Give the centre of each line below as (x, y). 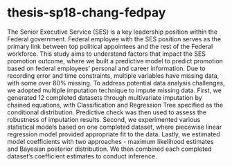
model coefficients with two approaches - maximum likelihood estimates (110, 141)
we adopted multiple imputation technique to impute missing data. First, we (114, 90)
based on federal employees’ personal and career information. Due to (106, 68)
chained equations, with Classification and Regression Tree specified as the (115, 105)
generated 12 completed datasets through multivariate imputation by (105, 97)
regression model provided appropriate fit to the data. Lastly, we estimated (114, 134)
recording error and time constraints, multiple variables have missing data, (113, 75)
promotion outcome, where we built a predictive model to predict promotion (115, 61)
